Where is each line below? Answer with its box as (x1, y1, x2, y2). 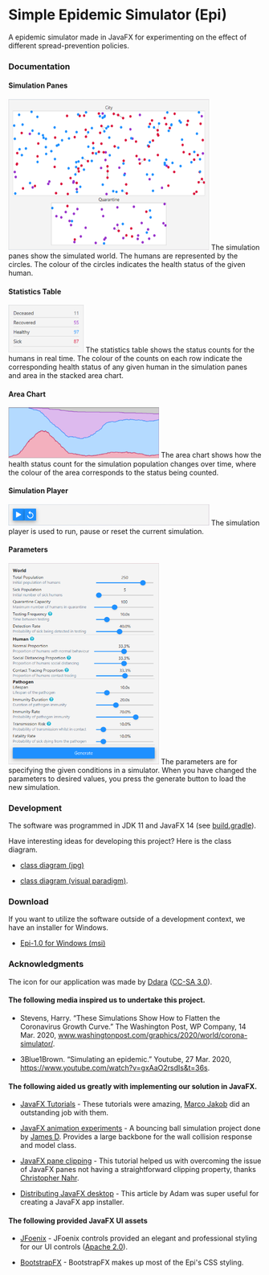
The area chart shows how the (160, 450, 262, 460)
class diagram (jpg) (19, 861, 84, 870)
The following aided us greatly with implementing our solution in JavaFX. (8, 1081, 258, 1091)
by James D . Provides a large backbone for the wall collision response (19, 1132, 253, 1141)
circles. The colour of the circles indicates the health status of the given (8, 260, 247, 269)
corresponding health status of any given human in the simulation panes (8, 362, 247, 372)
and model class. (19, 1141, 77, 1150)
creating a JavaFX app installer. (19, 1197, 124, 1207)
